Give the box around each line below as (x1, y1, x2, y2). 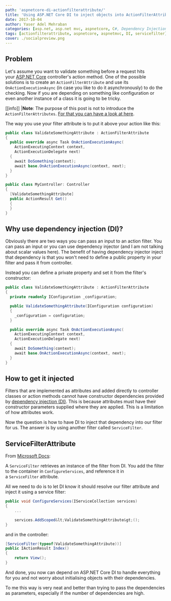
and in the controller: (5, 531, 49, 537)
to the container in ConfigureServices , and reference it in (5, 468, 125, 474)
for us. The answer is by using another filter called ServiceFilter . (5, 425, 143, 431)
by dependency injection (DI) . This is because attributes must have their (5, 398, 156, 405)
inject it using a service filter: (5, 489, 66, 495)
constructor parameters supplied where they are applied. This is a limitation (5, 404, 164, 410)
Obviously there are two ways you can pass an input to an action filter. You (5, 238, 162, 244)
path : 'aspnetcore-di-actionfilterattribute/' (5, 7, 106, 13)
